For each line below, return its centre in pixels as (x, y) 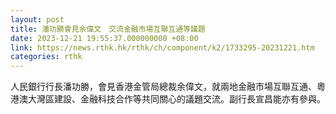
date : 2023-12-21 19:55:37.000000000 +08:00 (104, 38)
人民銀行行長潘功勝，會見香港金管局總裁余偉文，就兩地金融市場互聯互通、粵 (168, 87)
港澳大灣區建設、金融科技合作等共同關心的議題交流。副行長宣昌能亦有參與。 (168, 99)
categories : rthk (46, 57)
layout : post (37, 19)
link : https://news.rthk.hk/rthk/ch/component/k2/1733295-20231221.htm (162, 47)
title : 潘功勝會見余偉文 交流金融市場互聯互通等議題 (108, 29)
